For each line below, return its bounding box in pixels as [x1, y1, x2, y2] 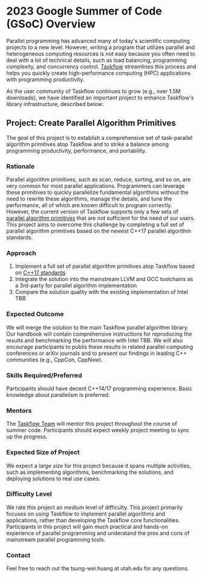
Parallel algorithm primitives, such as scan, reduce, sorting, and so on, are [6, 176, 191, 183]
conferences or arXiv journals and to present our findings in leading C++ [6, 350, 187, 357]
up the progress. [6, 433, 48, 440]
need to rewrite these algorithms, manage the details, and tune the [6, 195, 172, 202]
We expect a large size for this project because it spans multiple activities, [6, 462, 192, 469]
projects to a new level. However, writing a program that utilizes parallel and [6, 44, 195, 51]
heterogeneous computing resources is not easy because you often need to [6, 50, 195, 57]
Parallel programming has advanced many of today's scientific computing [6, 37, 191, 44]
